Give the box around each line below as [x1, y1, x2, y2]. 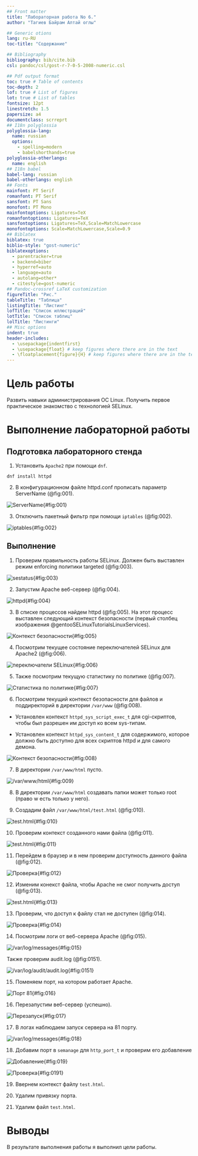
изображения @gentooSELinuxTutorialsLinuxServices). [15, 621, 150, 628]
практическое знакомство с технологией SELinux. [6, 403, 133, 410]
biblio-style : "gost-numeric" [6, 242, 81, 248]
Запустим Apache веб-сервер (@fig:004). [15, 586, 120, 593]
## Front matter [6, 8, 46, 15]
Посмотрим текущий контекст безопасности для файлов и [15, 695, 163, 703]
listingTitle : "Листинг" [6, 303, 68, 308]
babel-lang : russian [6, 172, 58, 177]
